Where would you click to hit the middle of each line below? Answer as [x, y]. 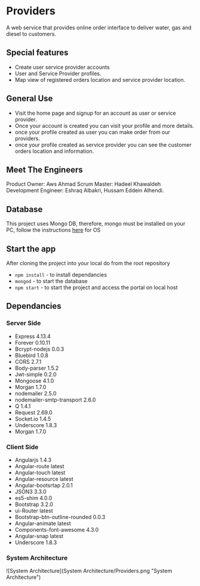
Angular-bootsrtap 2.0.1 [44, 485]
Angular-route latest [39, 466]
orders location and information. [54, 151]
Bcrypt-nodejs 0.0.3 [39, 349]
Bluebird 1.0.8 [32, 355]
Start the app [31, 249]
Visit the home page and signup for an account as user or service [95, 113]
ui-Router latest [34, 510]
